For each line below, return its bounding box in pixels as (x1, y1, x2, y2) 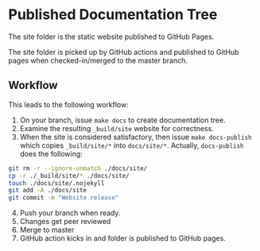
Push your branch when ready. (19, 208, 121, 218)
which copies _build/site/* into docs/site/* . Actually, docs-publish (19, 141, 244, 150)
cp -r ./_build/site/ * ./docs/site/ (8, 172, 130, 180)
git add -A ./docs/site (8, 187, 87, 195)
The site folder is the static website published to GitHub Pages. (8, 32, 215, 41)
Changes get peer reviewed (19, 217, 111, 226)
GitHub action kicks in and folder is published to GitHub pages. (19, 234, 227, 243)
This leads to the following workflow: (8, 99, 129, 109)
